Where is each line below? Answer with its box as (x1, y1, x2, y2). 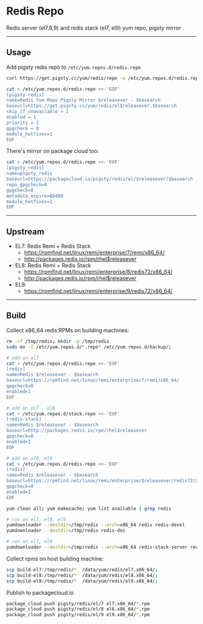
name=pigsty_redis (6, 170, 53, 176)
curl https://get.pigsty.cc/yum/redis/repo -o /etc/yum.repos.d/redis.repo (6, 75, 201, 81)
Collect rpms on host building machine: (6, 555, 104, 562)
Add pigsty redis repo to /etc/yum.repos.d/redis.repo (6, 63, 141, 71)
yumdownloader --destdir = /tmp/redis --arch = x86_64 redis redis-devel (6, 522, 185, 528)
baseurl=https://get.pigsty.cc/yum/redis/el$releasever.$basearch (6, 103, 177, 109)
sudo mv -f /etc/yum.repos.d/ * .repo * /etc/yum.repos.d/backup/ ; (6, 344, 172, 350)
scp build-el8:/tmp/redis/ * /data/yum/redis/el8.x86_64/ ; (6, 572, 158, 578)
